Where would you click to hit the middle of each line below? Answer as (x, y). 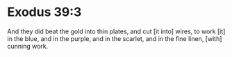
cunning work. (28, 46)
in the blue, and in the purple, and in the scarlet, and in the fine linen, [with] (115, 38)
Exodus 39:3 (44, 12)
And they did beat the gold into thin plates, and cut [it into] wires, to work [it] (116, 31)
